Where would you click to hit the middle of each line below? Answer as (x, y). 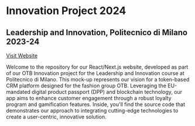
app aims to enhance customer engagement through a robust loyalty (89, 98)
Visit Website (22, 56)
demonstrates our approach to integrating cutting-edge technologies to (92, 110)
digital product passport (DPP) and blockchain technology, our (107, 92)
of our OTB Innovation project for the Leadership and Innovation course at (95, 73)
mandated (18, 92)
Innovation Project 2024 (66, 11)
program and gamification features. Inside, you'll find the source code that (96, 104)
